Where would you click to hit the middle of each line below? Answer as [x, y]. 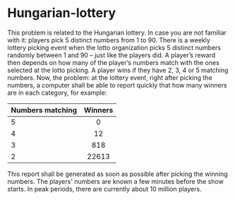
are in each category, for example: [57, 93]
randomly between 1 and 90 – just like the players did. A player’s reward [112, 55]
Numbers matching [44, 110]
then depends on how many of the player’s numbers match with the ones [114, 62]
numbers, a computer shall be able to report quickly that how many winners [117, 85]
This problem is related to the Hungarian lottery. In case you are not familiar [117, 33]
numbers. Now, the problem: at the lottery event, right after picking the [110, 77]
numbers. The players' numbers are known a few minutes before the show [115, 181]
